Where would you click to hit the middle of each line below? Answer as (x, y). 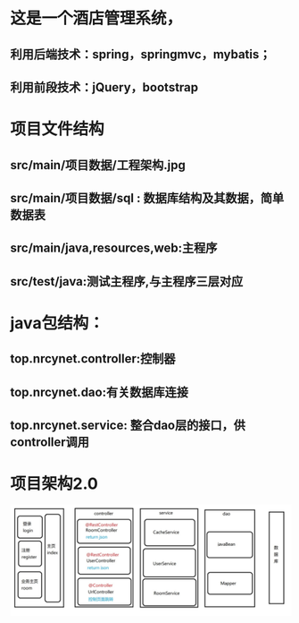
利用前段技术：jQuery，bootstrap (104, 87)
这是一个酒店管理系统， (96, 18)
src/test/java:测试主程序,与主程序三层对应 (127, 282)
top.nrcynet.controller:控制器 (93, 359)
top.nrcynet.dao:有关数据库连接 (99, 392)
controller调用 (50, 443)
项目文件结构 (58, 129)
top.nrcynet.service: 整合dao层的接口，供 (128, 426)
